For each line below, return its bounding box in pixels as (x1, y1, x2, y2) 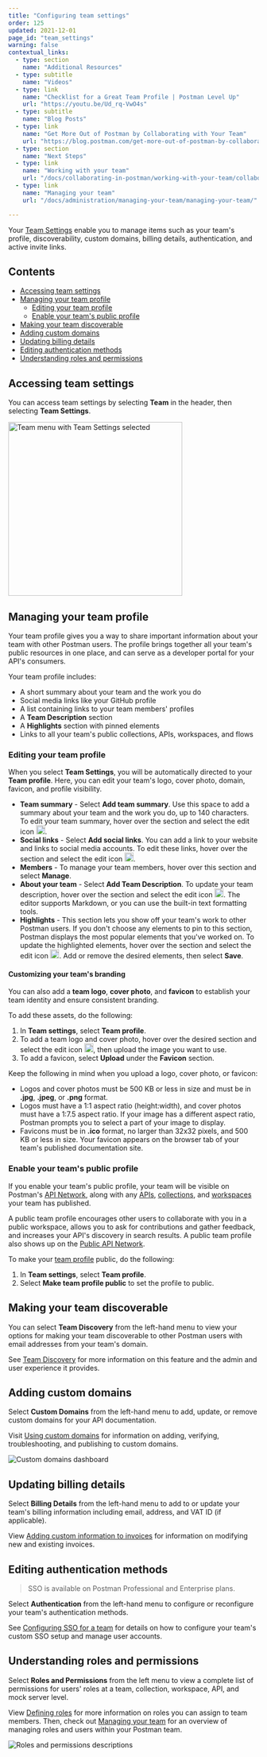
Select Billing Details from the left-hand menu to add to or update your (8, 1499, 240, 1508)
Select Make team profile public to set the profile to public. (19, 1278, 215, 1287)
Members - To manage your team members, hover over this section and (19, 863, 257, 873)
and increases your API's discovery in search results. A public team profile (8, 1230, 252, 1240)
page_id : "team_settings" (8, 33, 94, 42)
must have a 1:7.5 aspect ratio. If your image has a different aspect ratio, (19, 1109, 256, 1119)
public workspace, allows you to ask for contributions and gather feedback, (8, 1221, 256, 1232)
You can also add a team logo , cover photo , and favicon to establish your (8, 987, 251, 997)
